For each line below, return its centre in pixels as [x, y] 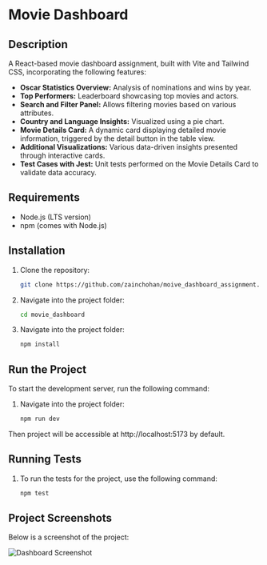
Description [38, 44]
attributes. [37, 113]
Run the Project [47, 369]
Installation [37, 251]
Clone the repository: [55, 270]
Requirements [44, 198]
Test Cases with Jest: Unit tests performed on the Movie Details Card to [139, 164]
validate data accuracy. [58, 172]
